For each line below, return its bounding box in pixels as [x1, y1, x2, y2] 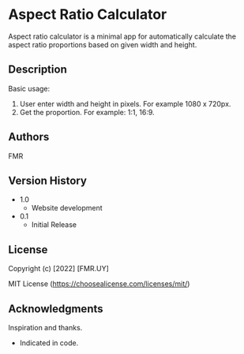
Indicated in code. [19, 338, 79, 348]
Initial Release [31, 220, 77, 229]
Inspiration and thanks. [8, 323, 83, 332]
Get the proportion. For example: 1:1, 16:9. [19, 107, 156, 117]
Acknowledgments [8, 302, 104, 315]
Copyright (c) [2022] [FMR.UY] [8, 264, 109, 274]
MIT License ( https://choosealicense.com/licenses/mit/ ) [8, 279, 190, 289]
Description [8, 63, 67, 76]
